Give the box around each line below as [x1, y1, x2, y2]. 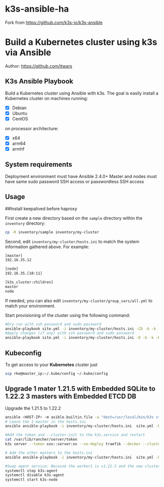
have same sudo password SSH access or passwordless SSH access [5, 178, 144, 184]
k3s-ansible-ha [5, 3, 69, 15]
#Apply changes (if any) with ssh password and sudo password [5, 331, 134, 336]
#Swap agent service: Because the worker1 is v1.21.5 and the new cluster [5, 464, 161, 468]
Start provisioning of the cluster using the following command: [5, 312, 130, 318]
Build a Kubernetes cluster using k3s [5, 37, 158, 48]
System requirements [5, 160, 72, 169]
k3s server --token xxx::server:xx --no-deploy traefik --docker [5, 442, 141, 447]
